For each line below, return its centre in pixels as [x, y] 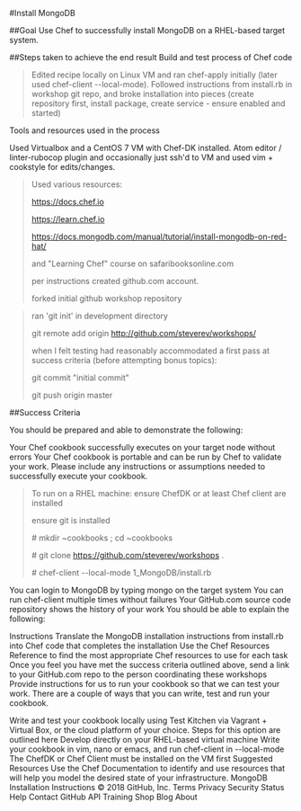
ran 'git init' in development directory [100, 316]
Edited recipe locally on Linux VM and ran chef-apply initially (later [154, 75]
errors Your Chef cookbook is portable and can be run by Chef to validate [146, 457]
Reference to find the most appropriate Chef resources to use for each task [149, 655]
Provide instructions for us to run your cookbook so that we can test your [145, 684]
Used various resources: [77, 184]
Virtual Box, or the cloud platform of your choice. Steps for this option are [145, 730]
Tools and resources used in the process [84, 130]
